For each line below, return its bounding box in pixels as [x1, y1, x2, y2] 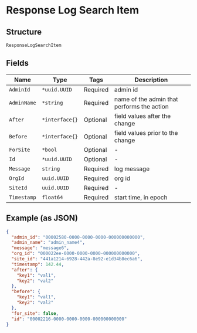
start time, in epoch [114, 193, 168, 201]
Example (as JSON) [6, 213, 78, 223]
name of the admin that [114, 95, 178, 103]
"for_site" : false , [11, 310, 59, 317]
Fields [6, 58, 29, 68]
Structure [6, 27, 42, 37]
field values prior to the [114, 128, 178, 137]
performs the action [114, 102, 169, 110]
